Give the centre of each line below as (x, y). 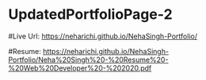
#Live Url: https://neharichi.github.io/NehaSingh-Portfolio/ (103, 36)
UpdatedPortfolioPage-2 (90, 15)
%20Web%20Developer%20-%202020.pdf (80, 67)
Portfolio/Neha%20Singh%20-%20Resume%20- (88, 60)
